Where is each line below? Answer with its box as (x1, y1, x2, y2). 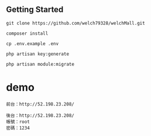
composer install (6, 30, 49, 36)
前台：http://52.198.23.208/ (6, 101, 75, 107)
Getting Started (6, 5, 64, 15)
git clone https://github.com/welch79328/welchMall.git (6, 20, 145, 26)
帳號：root (6, 118, 30, 125)
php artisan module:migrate (6, 61, 75, 67)
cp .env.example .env (6, 40, 59, 46)
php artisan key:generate (6, 51, 69, 57)
